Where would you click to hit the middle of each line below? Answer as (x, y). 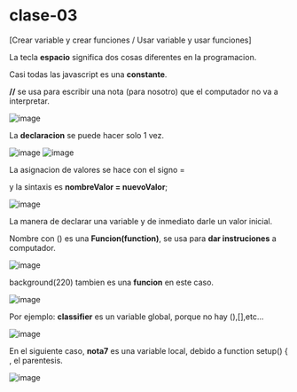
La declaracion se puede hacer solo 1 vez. (87, 135)
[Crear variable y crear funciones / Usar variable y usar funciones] (130, 40)
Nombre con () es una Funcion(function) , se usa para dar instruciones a (143, 238)
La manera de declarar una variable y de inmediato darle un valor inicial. (141, 221)
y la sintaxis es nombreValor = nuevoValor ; (89, 186)
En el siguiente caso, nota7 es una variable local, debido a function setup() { (148, 350)
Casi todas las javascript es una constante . (88, 74)
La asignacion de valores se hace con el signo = (97, 169)
